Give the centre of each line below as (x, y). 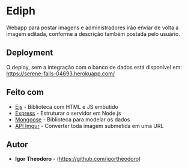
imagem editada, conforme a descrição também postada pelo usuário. (93, 33)
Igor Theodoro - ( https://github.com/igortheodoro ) (78, 159)
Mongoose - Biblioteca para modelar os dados (72, 119)
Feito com (25, 92)
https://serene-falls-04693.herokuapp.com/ (61, 74)
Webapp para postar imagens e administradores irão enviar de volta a (92, 28)
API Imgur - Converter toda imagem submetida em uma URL (89, 126)
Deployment (30, 53)
